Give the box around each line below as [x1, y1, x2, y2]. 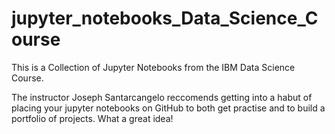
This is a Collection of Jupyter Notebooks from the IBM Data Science [11, 61, 296, 73]
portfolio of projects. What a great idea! [11, 112, 174, 124]
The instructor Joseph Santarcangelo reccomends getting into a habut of [11, 91, 313, 103]
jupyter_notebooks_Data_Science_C [11, 7, 319, 30]
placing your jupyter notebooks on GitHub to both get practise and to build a [11, 102, 326, 114]
